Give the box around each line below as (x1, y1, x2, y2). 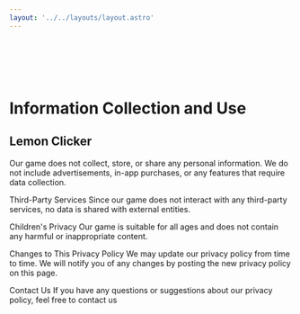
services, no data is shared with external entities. (9, 203, 191, 214)
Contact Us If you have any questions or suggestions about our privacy (9, 284, 273, 295)
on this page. (9, 267, 58, 278)
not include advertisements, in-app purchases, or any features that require (9, 167, 286, 178)
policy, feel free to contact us (9, 294, 118, 305)
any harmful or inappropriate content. (9, 230, 148, 241)
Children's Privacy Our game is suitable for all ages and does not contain (9, 221, 279, 232)
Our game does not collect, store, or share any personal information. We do (9, 157, 289, 168)
